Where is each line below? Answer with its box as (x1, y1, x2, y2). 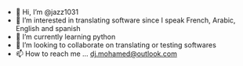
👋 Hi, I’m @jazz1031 (15, 8, 79, 16)
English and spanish (15, 24, 81, 33)
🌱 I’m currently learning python (15, 32, 116, 41)
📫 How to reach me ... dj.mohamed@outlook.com (15, 49, 178, 58)
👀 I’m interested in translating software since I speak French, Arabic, (15, 16, 236, 25)
